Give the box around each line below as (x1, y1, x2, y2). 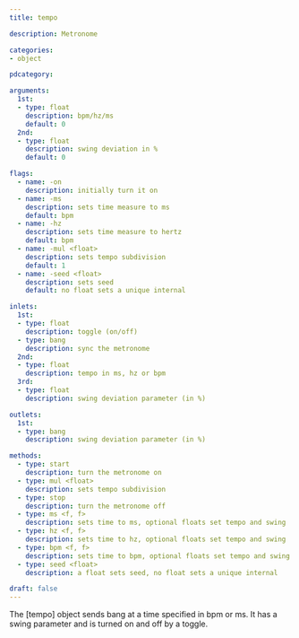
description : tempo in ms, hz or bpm (25, 369, 167, 378)
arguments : (9, 86, 50, 95)
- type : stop (17, 493, 66, 503)
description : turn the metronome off (25, 502, 167, 511)
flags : (9, 170, 34, 179)
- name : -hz (17, 219, 63, 229)
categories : (9, 46, 54, 55)
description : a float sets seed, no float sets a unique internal (25, 568, 278, 577)
